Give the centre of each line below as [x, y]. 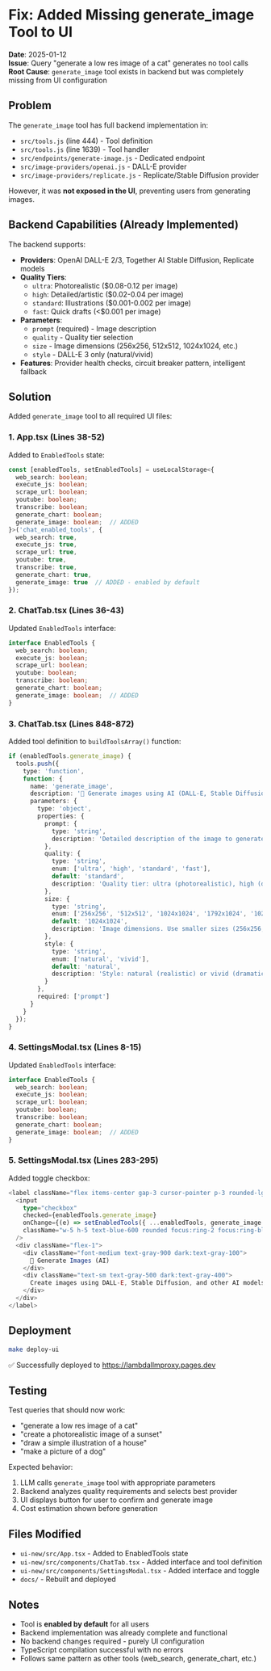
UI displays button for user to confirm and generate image [117, 1500]
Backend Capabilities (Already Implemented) [124, 225]
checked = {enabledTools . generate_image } [90, 1215]
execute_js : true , [47, 545]
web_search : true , [47, 537]
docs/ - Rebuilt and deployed [68, 1579]
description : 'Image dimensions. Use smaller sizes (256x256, [158, 929]
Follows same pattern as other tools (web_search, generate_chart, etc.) [138, 1658]
